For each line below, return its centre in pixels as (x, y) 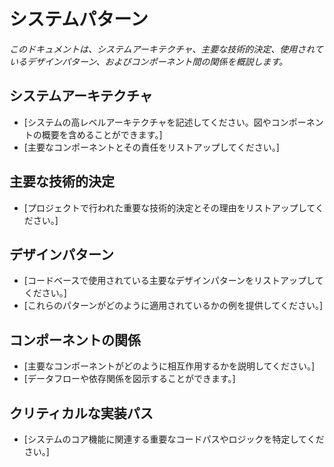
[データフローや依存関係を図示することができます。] (129, 379)
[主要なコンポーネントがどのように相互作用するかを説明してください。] (169, 366)
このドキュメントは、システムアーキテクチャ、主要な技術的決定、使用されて (166, 49)
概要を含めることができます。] (102, 134)
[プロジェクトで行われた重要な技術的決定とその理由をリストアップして (169, 207)
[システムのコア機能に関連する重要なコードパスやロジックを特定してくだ (174, 439)
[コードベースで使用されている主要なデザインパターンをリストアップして (173, 281)
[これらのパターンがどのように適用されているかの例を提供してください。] (173, 306)
